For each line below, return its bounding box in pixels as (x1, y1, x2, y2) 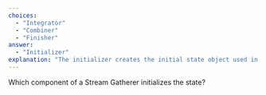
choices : (8, 11, 37, 20)
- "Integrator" (15, 19, 66, 27)
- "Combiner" (15, 26, 59, 34)
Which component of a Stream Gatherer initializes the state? (8, 77, 205, 87)
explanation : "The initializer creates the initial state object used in (8, 56, 259, 64)
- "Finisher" (15, 33, 59, 42)
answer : (8, 41, 34, 49)
